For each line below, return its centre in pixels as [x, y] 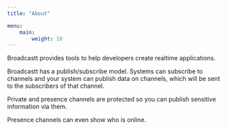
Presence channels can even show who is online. [76, 120]
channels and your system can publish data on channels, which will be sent [114, 79]
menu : [15, 26]
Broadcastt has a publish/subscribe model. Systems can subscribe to [105, 71]
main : [27, 32]
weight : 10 [47, 38]
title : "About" [29, 13]
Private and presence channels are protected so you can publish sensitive [111, 99]
